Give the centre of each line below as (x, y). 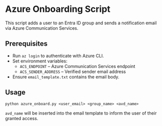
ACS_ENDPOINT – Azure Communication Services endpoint (78, 66)
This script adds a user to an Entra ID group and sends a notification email (81, 23)
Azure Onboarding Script (58, 9)
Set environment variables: (40, 61)
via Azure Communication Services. (42, 28)
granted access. (22, 118)
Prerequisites (26, 44)
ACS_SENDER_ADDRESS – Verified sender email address (73, 71)
